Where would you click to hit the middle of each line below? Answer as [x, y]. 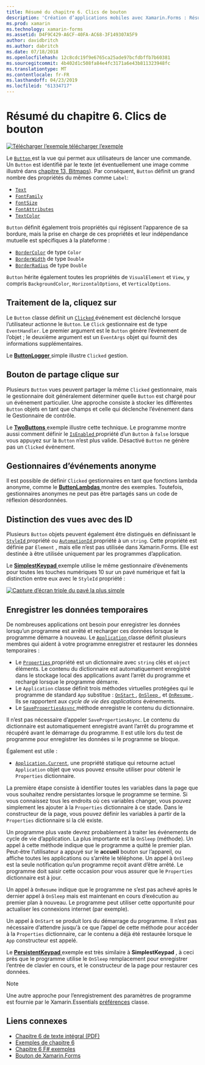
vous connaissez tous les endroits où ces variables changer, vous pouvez [99, 801]
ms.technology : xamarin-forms [45, 29]
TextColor [28, 216]
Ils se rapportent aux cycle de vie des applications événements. [95, 701]
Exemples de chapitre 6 [45, 1042]
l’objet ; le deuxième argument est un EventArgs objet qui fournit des [92, 337]
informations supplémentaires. [45, 343]
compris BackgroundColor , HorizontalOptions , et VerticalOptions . [88, 283]
